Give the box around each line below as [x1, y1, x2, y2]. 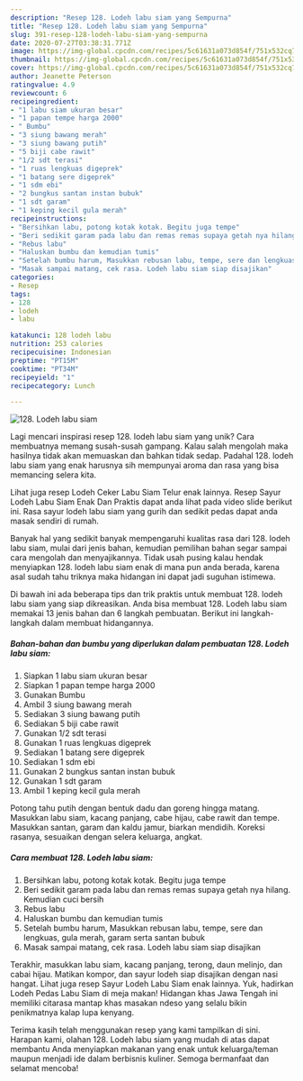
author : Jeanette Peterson [10, 72, 111, 81]
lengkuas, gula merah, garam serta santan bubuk [22, 932, 206, 943]
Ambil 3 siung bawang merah [22, 699, 132, 710]
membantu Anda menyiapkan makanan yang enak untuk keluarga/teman [10, 1044, 279, 1055]
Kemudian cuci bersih [22, 894, 104, 905]
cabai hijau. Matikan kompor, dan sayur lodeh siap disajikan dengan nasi [10, 969, 278, 980]
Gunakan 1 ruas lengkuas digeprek [22, 738, 152, 749]
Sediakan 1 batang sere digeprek [22, 747, 145, 758]
